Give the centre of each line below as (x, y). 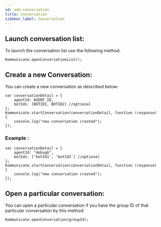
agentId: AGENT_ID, (34, 100)
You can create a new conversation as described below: (62, 86)
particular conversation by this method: (45, 211)
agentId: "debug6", (34, 153)
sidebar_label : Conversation (35, 19)
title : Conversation (26, 14)
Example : (17, 138)
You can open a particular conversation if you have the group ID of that (77, 205)
